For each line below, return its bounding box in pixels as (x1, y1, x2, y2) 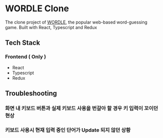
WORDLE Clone (5, 3, 69, 14)
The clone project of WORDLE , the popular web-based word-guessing (5, 19, 148, 25)
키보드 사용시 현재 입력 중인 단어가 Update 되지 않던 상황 (5, 126, 131, 133)
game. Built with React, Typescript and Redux (5, 24, 97, 30)
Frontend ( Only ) (5, 54, 47, 60)
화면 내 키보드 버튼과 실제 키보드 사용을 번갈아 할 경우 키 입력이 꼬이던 (5, 105, 159, 111)
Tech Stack (5, 39, 40, 47)
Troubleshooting (5, 89, 57, 98)
